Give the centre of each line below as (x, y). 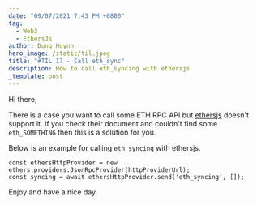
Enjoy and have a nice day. (53, 192)
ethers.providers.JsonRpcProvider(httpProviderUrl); (99, 170)
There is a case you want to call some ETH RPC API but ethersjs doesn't (129, 115)
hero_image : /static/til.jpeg (60, 53)
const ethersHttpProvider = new (63, 163)
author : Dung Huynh (41, 46)
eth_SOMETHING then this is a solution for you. (82, 132)
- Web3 (27, 31)
